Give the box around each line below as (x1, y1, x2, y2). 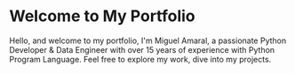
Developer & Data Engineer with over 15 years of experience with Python (9, 44, 275, 55)
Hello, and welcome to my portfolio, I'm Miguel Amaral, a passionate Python (9, 35, 287, 46)
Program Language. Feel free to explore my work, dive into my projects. (9, 54, 272, 64)
